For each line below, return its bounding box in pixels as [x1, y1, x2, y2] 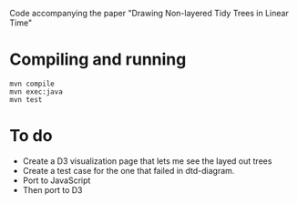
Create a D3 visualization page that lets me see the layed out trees [22, 155, 272, 167]
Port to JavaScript [22, 175, 91, 186]
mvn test [9, 95, 43, 104]
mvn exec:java [9, 86, 64, 96]
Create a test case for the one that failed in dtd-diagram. [22, 165, 235, 176]
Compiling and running [9, 49, 187, 70]
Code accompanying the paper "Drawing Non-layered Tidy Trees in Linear [9, 8, 289, 18]
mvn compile [9, 79, 55, 88]
